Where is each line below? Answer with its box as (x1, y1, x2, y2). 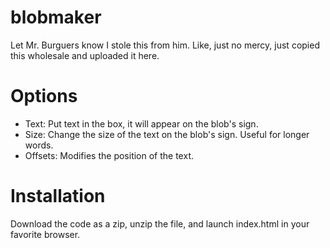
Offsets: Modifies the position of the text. (24, 149, 194, 161)
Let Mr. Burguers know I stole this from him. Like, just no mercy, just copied (10, 39, 320, 51)
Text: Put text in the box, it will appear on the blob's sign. (24, 117, 259, 130)
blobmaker (10, 6, 102, 29)
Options (10, 85, 78, 108)
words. (24, 139, 54, 151)
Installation (10, 185, 106, 208)
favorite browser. (10, 228, 81, 240)
